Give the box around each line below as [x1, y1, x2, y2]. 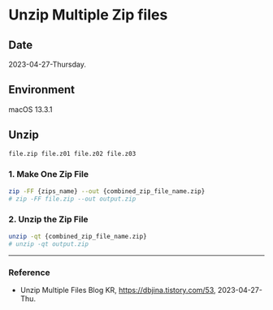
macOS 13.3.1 [8, 104, 53, 114]
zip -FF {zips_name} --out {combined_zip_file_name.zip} [8, 187, 206, 196]
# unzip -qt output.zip [8, 239, 89, 248]
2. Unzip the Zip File [8, 213, 89, 225]
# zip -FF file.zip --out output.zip [8, 195, 136, 203]
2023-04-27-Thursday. [8, 59, 87, 69]
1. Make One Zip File [8, 169, 89, 180]
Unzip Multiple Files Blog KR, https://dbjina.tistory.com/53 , [19, 285, 217, 295]
